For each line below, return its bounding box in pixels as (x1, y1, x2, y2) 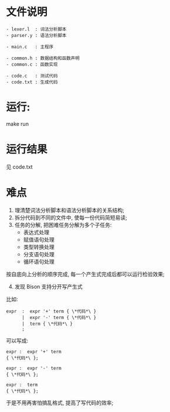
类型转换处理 (23, 243, 55, 250)
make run (6, 120, 29, 127)
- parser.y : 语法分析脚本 (6, 32, 67, 38)
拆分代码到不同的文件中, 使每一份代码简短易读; (14, 214, 127, 221)
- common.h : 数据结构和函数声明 (6, 55, 80, 61)
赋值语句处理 (23, 236, 55, 243)
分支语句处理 (23, 250, 55, 257)
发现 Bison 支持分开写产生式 (14, 283, 83, 290)
